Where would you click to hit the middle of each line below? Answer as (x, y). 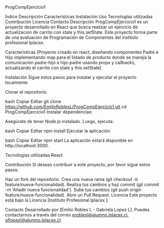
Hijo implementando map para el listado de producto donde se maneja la (78, 57)
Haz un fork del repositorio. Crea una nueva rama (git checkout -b (72, 179)
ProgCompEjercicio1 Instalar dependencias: (49, 112)
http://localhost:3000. (27, 146)
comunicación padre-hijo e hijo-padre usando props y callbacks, (70, 63)
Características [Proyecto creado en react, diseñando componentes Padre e (82, 52)
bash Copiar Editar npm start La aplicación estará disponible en (69, 140)
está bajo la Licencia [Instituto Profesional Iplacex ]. (57, 200)
